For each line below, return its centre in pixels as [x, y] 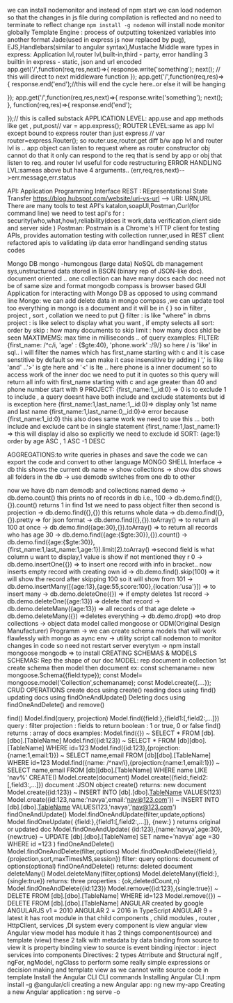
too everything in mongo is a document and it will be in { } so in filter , [107, 308]
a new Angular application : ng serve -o [64, 992]
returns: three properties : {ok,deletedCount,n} [113, 881]
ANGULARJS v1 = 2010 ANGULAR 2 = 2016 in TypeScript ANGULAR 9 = [110, 910]
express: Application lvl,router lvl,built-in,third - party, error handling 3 [108, 54]
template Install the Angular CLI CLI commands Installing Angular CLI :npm [114, 977]
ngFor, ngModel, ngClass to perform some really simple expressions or [109, 962]
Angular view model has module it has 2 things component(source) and [110, 933]
